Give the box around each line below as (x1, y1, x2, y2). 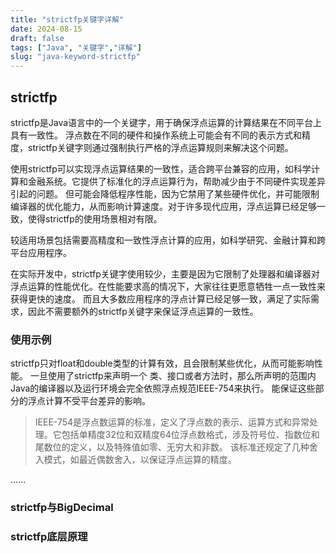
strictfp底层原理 (10, 530, 88, 544)
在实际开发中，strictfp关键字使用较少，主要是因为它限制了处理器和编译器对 (10, 267, 320, 280)
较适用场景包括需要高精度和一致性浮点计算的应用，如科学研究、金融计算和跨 (10, 234, 326, 246)
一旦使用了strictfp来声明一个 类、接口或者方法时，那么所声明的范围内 (29, 370, 317, 382)
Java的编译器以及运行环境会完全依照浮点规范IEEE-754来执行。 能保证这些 (10, 382, 316, 395)
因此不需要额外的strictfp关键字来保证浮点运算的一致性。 (27, 305, 259, 317)
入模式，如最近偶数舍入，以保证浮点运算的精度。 (34, 454, 237, 466)
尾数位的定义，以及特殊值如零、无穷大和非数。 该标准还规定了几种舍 (34, 441, 318, 453)
